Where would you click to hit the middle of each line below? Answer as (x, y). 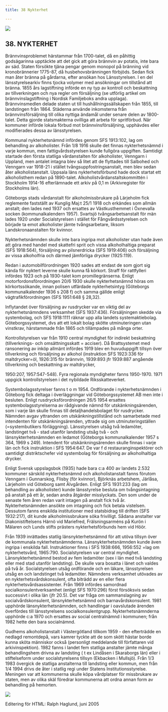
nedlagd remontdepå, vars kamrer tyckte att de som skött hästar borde (78, 637)
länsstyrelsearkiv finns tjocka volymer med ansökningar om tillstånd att (79, 83)
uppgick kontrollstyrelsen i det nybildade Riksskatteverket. (66, 380)
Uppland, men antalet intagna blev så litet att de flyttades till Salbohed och (82, 161)
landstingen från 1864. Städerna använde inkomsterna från (66, 109)
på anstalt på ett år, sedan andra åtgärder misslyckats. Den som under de (81, 495)
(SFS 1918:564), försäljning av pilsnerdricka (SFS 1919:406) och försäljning (82, 250)
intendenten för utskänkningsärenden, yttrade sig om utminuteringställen (80, 421)
